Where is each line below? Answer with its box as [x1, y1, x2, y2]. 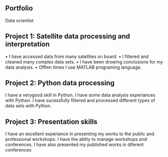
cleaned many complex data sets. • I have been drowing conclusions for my [5, 59, 163, 65]
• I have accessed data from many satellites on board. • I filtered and [5, 53, 149, 60]
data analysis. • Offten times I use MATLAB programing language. [5, 64, 142, 70]
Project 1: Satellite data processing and [5, 32, 130, 41]
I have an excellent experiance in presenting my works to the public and [5, 131, 155, 137]
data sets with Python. [5, 103, 52, 109]
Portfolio [5, 4, 33, 13]
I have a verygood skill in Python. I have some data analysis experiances [5, 92, 155, 98]
